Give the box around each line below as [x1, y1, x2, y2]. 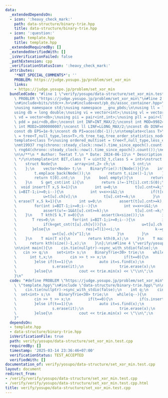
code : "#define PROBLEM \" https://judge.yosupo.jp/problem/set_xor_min [9, 278, 162, 283]
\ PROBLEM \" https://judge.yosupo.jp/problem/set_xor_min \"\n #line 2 [14, 96, 162, 101]
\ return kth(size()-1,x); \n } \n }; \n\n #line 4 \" [14, 240, 137, 246]
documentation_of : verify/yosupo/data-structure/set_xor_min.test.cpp [5, 362, 155, 367]
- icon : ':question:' [9, 31, 55, 36]
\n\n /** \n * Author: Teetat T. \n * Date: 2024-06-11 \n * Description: [14, 152, 164, 157]
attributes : [9, 68, 35, 73]
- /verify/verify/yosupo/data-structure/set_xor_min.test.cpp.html [5, 380, 149, 385]
